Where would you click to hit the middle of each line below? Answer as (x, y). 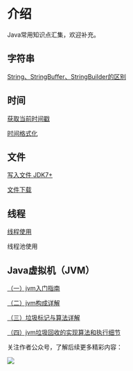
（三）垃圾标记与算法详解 (44, 318)
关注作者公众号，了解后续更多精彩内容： (65, 347)
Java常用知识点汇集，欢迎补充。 (54, 35)
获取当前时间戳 (28, 118)
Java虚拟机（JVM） (51, 270)
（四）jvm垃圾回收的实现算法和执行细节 (64, 332)
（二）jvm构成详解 (34, 303)
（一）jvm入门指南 (34, 288)
